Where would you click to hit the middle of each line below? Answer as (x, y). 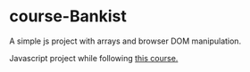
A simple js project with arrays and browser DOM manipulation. (125, 41)
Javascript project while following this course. (94, 58)
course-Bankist (68, 16)
